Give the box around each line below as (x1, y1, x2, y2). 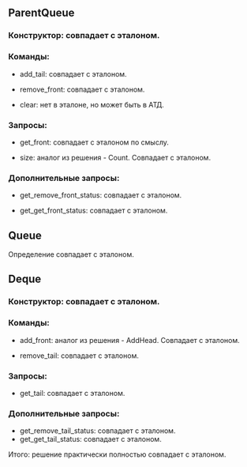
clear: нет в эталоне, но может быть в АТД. (19, 100, 164, 109)
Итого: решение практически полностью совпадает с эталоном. (8, 450, 226, 459)
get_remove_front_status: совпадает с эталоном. (19, 190, 182, 200)
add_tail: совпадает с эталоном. (19, 69, 128, 78)
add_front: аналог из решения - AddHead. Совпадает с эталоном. (19, 335, 241, 345)
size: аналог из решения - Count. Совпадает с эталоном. (19, 153, 211, 162)
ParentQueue (8, 6, 75, 20)
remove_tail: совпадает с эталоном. (19, 351, 140, 360)
